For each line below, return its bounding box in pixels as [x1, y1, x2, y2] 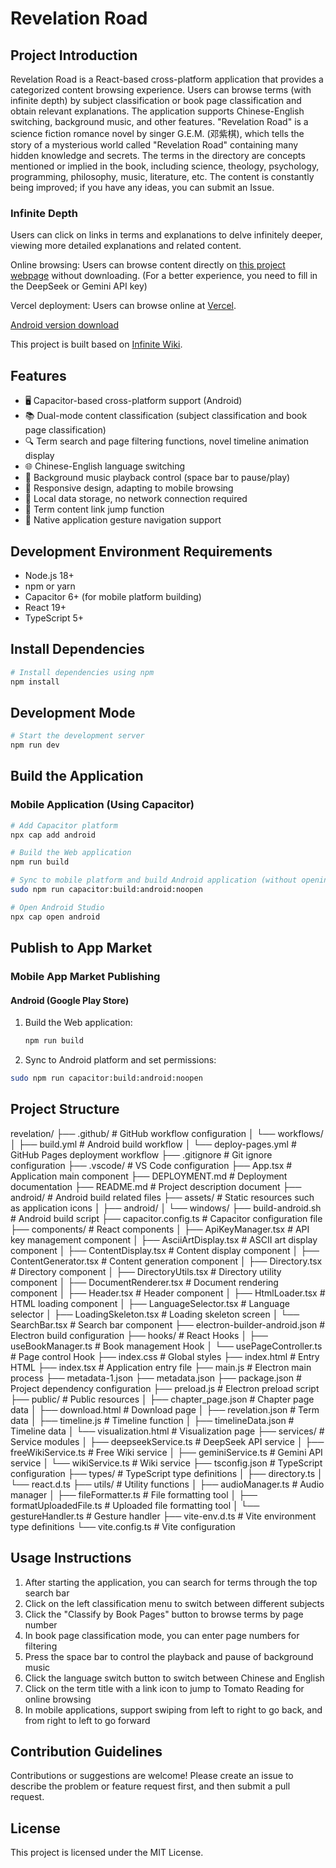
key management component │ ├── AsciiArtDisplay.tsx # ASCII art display [10, 1233, 318, 1246]
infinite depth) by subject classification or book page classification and [10, 95, 302, 106]
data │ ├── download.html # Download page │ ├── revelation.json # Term [10, 1403, 320, 1416]
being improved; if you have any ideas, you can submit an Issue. [10, 182, 275, 193]
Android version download [10, 319, 120, 331]
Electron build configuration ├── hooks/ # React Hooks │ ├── [10, 1329, 268, 1341]
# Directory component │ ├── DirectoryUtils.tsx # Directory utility [10, 1265, 282, 1277]
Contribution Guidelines [10, 1743, 163, 1761]
